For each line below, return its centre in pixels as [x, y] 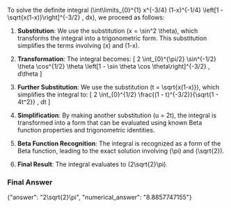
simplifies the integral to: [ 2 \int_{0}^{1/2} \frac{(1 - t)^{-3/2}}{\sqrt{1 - [118, 94]
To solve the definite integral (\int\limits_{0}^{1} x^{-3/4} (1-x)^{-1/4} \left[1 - [115, 10]
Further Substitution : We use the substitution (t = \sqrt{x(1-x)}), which [118, 87]
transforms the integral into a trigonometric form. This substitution [112, 38]
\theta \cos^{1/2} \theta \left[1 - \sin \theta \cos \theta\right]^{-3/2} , [113, 66]
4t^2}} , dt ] [34, 102]
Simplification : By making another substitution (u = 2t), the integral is [117, 115]
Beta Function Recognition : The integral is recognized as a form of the [119, 144]
